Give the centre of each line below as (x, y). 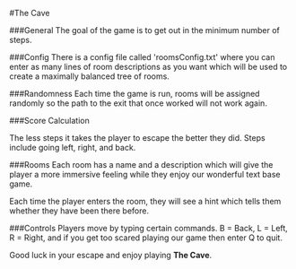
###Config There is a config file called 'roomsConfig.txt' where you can (142, 57)
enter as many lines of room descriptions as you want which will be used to (148, 67)
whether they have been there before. (79, 211)
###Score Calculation (49, 121)
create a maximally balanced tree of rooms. (90, 76)
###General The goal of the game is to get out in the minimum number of (145, 30)
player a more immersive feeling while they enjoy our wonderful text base (145, 174)
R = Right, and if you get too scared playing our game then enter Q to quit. (146, 238)
